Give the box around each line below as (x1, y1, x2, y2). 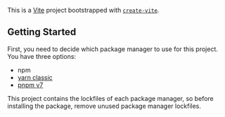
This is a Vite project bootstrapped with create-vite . (7, 6, 160, 14)
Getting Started (7, 26, 77, 38)
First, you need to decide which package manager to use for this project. (7, 45, 218, 53)
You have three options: (7, 52, 76, 60)
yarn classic (17, 73, 53, 81)
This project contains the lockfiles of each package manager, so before (7, 94, 214, 102)
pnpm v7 (17, 81, 44, 89)
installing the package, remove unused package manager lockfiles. (7, 102, 202, 110)
